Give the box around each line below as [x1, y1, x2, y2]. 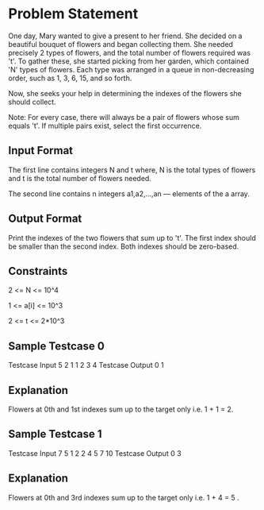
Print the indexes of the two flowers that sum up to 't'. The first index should [8, 233, 256, 242]
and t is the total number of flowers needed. [8, 173, 152, 183]
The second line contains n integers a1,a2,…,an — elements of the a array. [8, 188, 250, 199]
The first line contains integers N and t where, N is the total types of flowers [8, 164, 256, 175]
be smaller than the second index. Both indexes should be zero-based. [8, 241, 239, 251]
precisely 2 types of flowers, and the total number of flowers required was [8, 48, 251, 57]
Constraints [8, 264, 68, 278]
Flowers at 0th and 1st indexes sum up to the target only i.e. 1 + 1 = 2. [8, 404, 234, 414]
